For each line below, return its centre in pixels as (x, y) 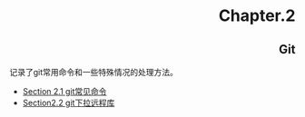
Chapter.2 (257, 16)
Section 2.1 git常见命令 (64, 91)
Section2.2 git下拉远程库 (69, 102)
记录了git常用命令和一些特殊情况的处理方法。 (94, 72)
